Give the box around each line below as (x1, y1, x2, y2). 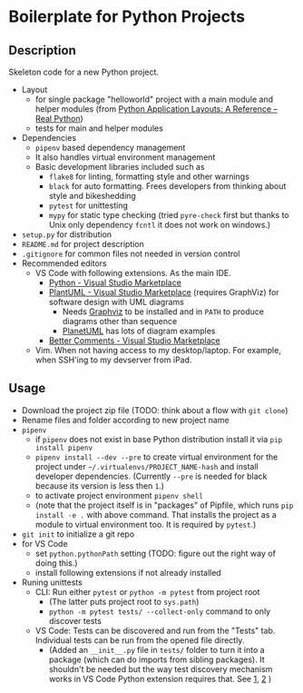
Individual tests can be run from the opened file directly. (34, 634, 245, 646)
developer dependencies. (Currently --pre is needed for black (34, 470, 268, 481)
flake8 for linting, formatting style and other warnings (48, 171, 250, 182)
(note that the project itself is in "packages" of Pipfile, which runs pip (34, 500, 294, 510)
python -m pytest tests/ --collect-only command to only (48, 606, 271, 617)
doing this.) (34, 557, 78, 569)
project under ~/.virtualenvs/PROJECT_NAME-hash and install (34, 460, 259, 471)
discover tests (48, 615, 102, 626)
